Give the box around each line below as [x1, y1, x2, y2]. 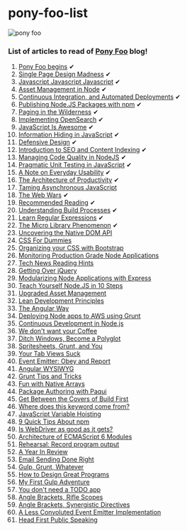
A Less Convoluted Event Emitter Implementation [18, 508, 161, 517]
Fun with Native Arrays [18, 380, 86, 388]
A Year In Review [18, 448, 68, 456]
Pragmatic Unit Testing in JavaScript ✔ [18, 161, 132, 169]
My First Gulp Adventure [18, 478, 91, 486]
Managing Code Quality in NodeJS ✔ [18, 153, 127, 161]
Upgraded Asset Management [18, 289, 107, 298]
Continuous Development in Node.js [18, 319, 124, 328]
